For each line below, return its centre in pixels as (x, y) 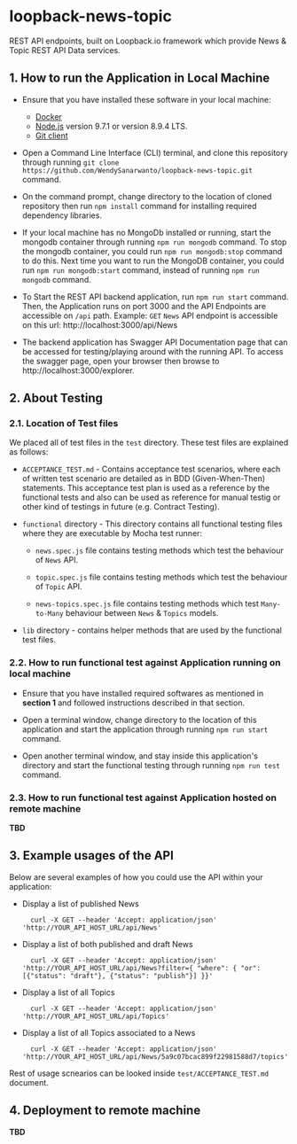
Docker (48, 116)
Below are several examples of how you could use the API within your (136, 877)
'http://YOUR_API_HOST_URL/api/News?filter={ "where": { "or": (141, 968)
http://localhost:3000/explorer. (78, 370)
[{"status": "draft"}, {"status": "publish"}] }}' (117, 976)
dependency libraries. (62, 215)
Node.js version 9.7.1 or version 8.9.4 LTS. (111, 126)
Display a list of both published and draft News (107, 944)
